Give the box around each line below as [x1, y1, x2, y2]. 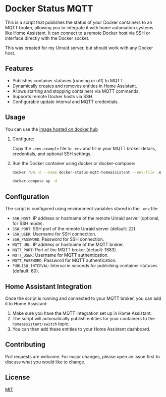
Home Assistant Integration [5, 282, 92, 290]
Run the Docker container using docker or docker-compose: [12, 160, 135, 166]
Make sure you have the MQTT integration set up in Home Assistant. [12, 310, 152, 316]
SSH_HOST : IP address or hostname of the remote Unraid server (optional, [12, 215, 160, 221]
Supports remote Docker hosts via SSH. [12, 93, 94, 99]
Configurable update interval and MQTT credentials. [12, 99, 119, 105]
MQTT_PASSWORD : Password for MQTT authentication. [12, 257, 116, 263]
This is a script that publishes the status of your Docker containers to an [5, 19, 153, 25]
